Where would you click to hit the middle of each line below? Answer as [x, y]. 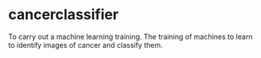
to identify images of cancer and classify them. [86, 44]
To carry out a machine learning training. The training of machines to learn [130, 37]
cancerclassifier [63, 15]
